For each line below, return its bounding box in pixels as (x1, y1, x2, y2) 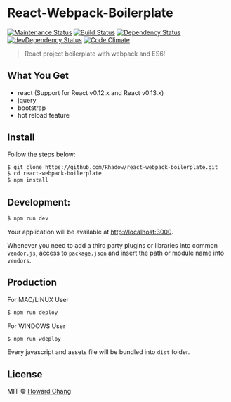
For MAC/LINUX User (7, 295, 69, 303)
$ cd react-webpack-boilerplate (7, 170, 102, 177)
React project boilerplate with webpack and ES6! (24, 49, 166, 58)
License (7, 368, 43, 380)
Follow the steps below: (7, 150, 76, 158)
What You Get (7, 70, 69, 82)
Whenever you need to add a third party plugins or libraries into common (7, 241, 218, 249)
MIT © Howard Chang (7, 387, 72, 396)
